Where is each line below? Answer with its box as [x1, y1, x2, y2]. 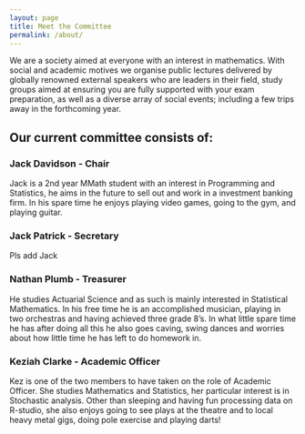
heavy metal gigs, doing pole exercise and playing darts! [9, 414, 221, 425]
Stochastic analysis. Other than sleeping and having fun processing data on [9, 395, 293, 406]
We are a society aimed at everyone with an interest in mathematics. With [9, 56, 285, 66]
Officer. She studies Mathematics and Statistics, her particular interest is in [9, 385, 290, 396]
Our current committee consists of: [9, 129, 214, 146]
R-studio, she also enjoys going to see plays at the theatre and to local [9, 404, 273, 415]
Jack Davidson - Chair [9, 156, 110, 169]
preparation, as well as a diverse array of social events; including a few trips [9, 94, 294, 105]
